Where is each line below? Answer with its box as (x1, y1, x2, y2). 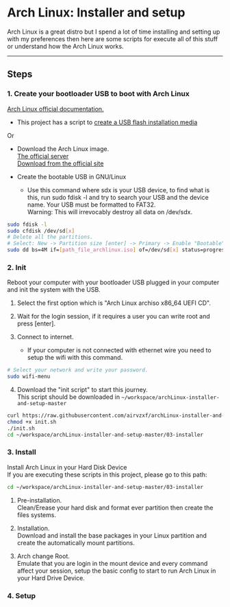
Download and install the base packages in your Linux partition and (16, 531, 207, 540)
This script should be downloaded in (16, 393, 120, 401)
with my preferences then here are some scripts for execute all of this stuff (7, 34, 218, 43)
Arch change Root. (16, 551, 71, 560)
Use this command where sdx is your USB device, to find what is (27, 185, 210, 194)
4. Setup (7, 591, 36, 600)
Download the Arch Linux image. (16, 144, 110, 152)
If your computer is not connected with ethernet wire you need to (27, 346, 212, 354)
